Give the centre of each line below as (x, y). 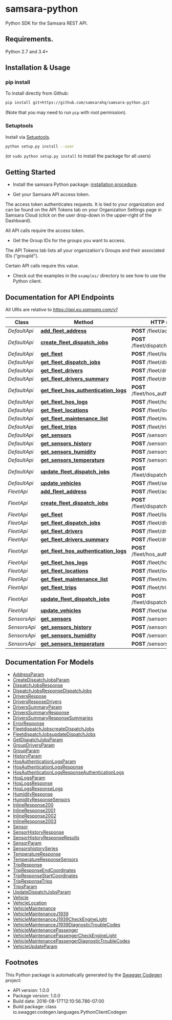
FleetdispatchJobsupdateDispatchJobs (54, 734)
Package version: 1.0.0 (36, 995)
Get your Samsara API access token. (51, 195)
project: (14, 980)
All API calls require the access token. (45, 230)
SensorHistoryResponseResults (46, 837)
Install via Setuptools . (28, 137)
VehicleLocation (30, 903)
